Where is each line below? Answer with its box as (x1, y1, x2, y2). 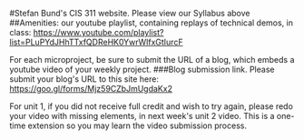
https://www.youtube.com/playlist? (33, 27, 164, 37)
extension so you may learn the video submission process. (27, 120, 248, 131)
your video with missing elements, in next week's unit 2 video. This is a (9, 111, 275, 121)
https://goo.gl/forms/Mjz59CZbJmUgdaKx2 (9, 84, 172, 94)
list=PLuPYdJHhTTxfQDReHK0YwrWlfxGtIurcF (9, 36, 183, 47)
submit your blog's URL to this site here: (9, 74, 159, 85)
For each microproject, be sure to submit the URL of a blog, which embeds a (9, 55, 295, 65)
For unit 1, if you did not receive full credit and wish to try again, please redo (9, 101, 293, 112)
